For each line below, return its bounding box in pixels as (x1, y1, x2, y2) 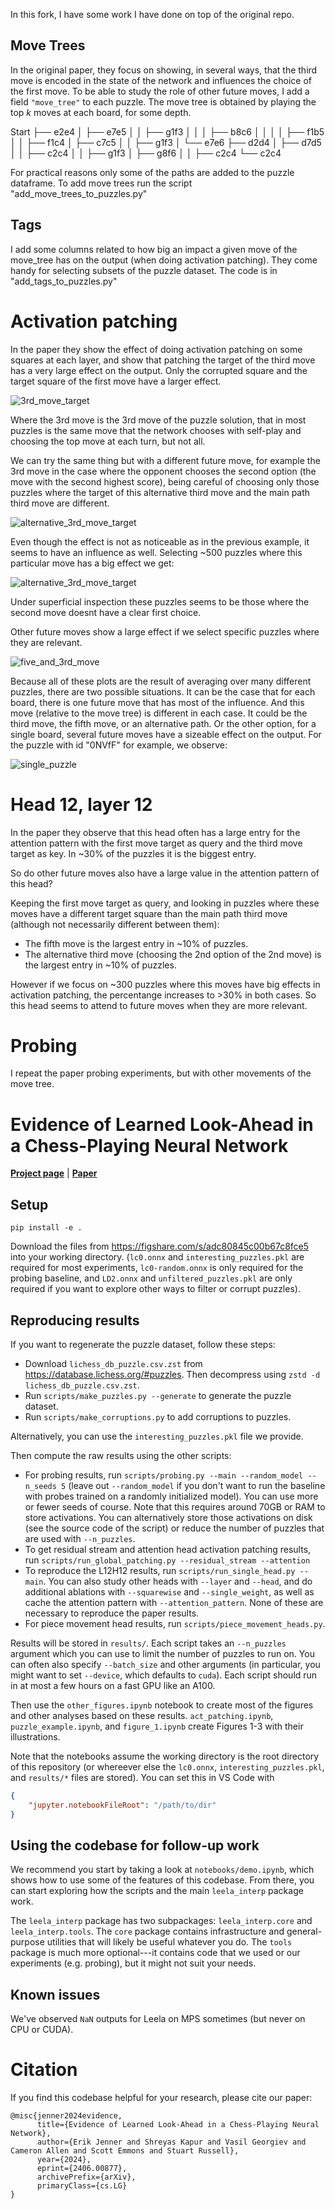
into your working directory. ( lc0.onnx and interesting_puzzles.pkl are (10, 1251, 305, 1263)
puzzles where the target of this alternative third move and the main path (10, 486, 311, 498)
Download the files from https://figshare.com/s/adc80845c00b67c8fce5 (10, 1240, 310, 1253)
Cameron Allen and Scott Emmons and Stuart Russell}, (10, 2146, 240, 2156)
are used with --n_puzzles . (24, 1533, 136, 1544)
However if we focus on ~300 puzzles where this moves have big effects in (10, 978, 321, 990)
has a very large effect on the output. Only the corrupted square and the (10, 364, 308, 376)
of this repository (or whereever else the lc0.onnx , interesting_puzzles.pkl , (10, 1761, 325, 1773)
